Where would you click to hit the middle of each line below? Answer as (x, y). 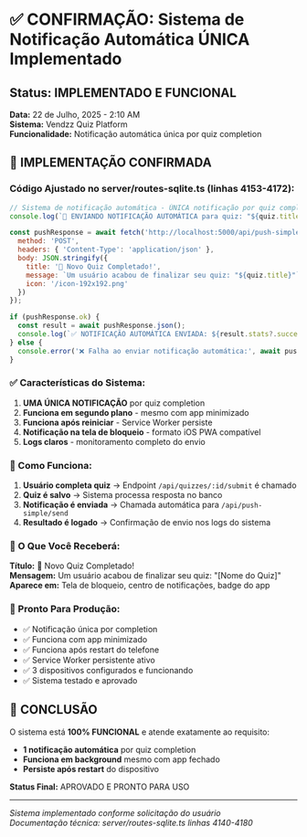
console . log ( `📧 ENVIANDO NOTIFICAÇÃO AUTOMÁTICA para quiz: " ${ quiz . (145, 216)
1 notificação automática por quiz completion (109, 749)
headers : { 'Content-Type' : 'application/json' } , (116, 250)
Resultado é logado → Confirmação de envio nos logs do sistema (147, 523)
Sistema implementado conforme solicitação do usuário (115, 812)
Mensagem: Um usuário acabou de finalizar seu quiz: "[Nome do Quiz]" (145, 576)
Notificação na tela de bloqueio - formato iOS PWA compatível (142, 432)
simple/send (45, 514)
